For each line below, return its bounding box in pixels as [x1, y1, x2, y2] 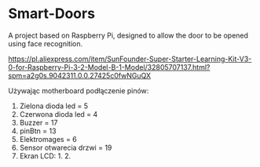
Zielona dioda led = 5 [19, 101, 89, 111]
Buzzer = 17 [19, 118, 58, 127]
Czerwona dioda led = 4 [19, 109, 98, 118]
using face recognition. [8, 38, 83, 48]
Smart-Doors [8, 5, 96, 23]
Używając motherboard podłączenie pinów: [8, 85, 149, 95]
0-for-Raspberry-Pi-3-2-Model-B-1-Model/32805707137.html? [8, 62, 211, 71]
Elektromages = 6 [19, 134, 77, 143]
